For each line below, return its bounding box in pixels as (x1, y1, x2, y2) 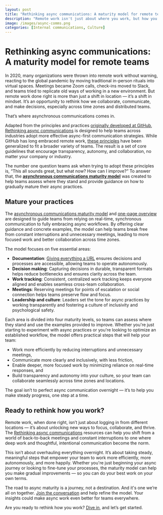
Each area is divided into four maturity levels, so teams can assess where (5, 316, 152, 322)
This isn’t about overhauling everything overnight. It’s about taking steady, (5, 449, 153, 455)
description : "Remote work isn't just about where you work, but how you (5, 16, 158, 21)
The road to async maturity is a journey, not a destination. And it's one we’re (5, 485, 158, 491)
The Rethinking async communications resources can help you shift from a (5, 429, 155, 436)
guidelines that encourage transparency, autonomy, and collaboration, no (5, 148, 152, 154)
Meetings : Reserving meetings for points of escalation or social (12, 286, 140, 292)
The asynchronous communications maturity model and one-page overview (5, 210, 157, 217)
